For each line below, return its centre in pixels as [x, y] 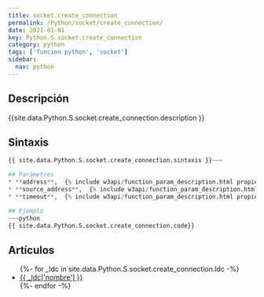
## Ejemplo [26, 211]
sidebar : [22, 60]
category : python [37, 45]
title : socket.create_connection [63, 15]
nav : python [35, 67]
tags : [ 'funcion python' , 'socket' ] [68, 52]
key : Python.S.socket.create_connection [75, 37]
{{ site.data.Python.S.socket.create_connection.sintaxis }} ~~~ [115, 161]
